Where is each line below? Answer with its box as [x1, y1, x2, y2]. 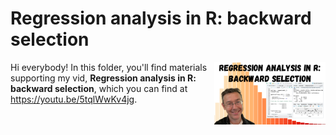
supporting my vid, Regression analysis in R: [10, 72, 197, 84]
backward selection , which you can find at [10, 82, 188, 94]
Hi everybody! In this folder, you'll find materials [10, 61, 208, 73]
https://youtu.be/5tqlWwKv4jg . [10, 93, 138, 105]
